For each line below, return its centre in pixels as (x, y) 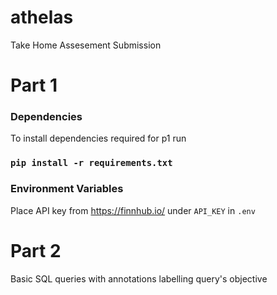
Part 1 (34, 85)
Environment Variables (67, 189)
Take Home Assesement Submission (86, 45)
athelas (42, 17)
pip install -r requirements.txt (91, 163)
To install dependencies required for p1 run (98, 138)
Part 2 (36, 250)
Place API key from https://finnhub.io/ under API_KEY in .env (133, 210)
